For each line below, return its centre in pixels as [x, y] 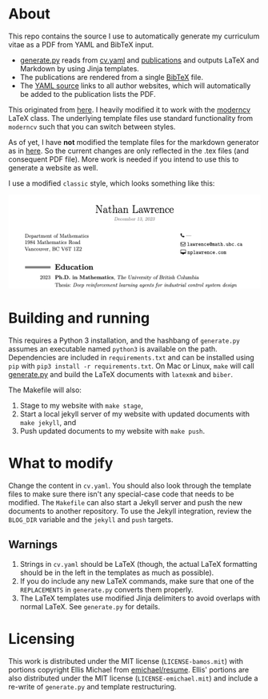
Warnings [33, 545]
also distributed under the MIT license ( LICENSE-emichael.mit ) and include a [133, 678]
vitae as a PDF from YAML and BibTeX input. [81, 44]
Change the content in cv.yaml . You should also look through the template [130, 485]
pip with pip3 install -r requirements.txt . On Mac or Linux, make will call [131, 366]
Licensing [42, 639]
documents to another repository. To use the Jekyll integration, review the [130, 511]
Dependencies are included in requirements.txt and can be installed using [131, 357]
